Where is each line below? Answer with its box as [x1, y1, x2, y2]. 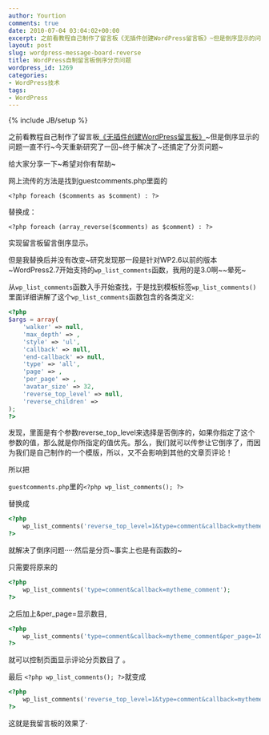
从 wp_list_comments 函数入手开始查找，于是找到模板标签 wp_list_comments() [8, 282, 257, 292]
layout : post [8, 42, 52, 50]
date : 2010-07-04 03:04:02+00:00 [8, 26, 120, 34]
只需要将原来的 [8, 562, 58, 572]
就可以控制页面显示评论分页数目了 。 [8, 655, 130, 665]
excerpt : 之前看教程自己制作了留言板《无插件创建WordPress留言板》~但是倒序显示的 [8, 34, 255, 42]
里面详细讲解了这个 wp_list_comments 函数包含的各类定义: [8, 292, 195, 302]
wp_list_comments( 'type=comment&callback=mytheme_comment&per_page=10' [22, 632, 267, 641]
